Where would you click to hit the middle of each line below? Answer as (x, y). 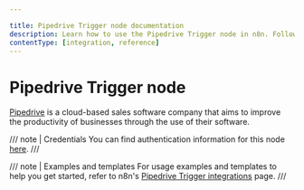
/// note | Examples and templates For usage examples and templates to (143, 166)
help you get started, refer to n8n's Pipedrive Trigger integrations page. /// (148, 176)
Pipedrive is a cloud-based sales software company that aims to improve (145, 112)
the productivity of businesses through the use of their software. (130, 122)
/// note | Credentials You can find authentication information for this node (147, 139)
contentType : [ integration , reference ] (85, 43)
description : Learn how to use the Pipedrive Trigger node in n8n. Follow (153, 34)
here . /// (24, 149)
